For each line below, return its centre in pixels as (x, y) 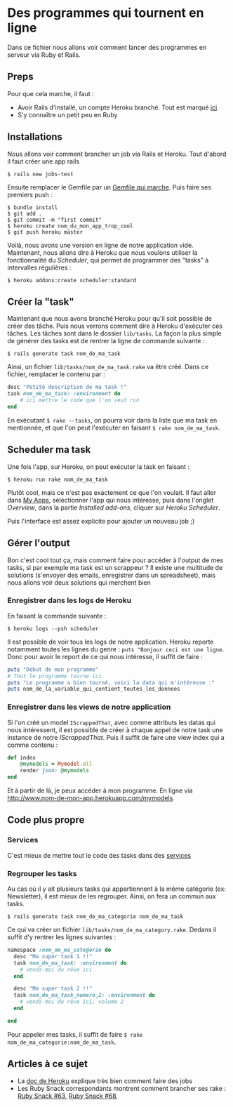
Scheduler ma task (49, 450)
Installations (35, 137)
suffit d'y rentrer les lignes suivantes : (62, 937)
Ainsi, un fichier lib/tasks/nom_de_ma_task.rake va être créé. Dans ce (108, 367)
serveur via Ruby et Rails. (44, 55)
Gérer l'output (39, 543)
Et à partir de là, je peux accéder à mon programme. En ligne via (100, 790)
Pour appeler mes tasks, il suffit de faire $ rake (75, 1034)
